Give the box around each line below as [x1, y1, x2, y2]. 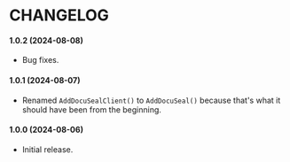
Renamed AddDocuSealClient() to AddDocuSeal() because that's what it [21, 95, 281, 105]
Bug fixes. [21, 55, 59, 66]
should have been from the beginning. [21, 104, 162, 115]
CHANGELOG [9, 5, 109, 26]
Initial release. [21, 143, 74, 155]
